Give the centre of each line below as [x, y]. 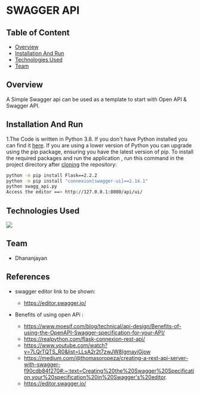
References [28, 277]
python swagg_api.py [32, 186]
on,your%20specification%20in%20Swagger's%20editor [95, 377]
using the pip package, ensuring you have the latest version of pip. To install [100, 152]
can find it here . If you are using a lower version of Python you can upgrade [99, 145]
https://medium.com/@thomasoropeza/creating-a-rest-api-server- [106, 358]
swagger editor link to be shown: [55, 291]
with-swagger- [42, 364]
